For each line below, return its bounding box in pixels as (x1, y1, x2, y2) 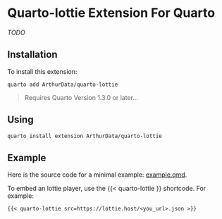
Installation (7, 49, 58, 61)
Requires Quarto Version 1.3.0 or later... (24, 93, 139, 101)
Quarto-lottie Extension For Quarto (7, 5, 216, 21)
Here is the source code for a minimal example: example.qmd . (7, 170, 187, 179)
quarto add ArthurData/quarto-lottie (7, 81, 118, 88)
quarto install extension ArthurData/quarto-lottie (7, 132, 162, 139)
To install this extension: (7, 67, 78, 75)
